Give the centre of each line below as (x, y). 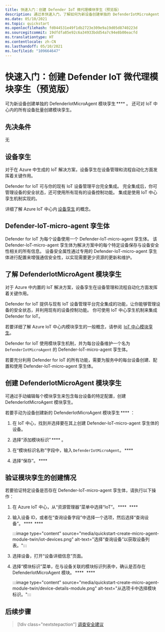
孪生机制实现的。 (22, 199)
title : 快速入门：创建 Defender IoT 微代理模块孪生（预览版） (63, 10)
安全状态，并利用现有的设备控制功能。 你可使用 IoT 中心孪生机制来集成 (85, 310)
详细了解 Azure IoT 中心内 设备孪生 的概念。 (49, 209)
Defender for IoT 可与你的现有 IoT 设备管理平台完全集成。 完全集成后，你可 (81, 186)
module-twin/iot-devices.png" (43, 539)
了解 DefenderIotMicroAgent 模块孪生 (63, 274)
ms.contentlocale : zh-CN (31, 42)
